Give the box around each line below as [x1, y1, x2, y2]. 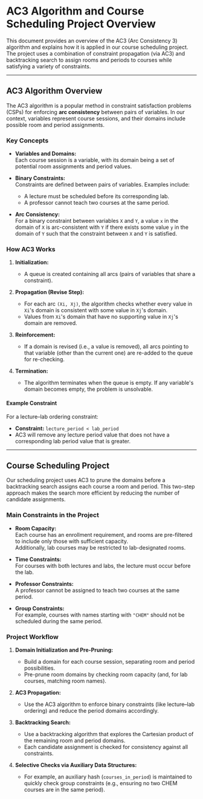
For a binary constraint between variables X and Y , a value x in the [14, 217, 179, 225]
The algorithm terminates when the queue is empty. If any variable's [24, 379, 194, 387]
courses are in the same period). [24, 786, 106, 793]
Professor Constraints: [14, 580, 74, 587]
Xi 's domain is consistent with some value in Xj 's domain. [24, 307, 168, 314]
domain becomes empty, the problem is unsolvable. [24, 385, 153, 393]
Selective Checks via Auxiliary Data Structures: [14, 761, 137, 768]
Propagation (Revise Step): [14, 289, 85, 296]
